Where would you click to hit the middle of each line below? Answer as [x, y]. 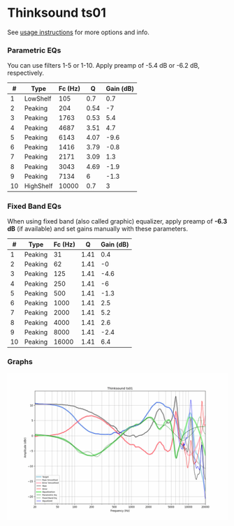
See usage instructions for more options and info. [79, 32]
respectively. [25, 73]
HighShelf [38, 186]
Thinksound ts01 [57, 13]
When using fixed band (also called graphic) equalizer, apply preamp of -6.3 [117, 221]
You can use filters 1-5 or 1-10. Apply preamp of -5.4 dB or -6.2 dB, [104, 66]
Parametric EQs [34, 50]
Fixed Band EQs [34, 206]
